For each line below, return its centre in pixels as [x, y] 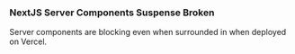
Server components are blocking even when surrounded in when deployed [148, 32]
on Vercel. [28, 41]
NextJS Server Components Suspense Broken [112, 13]
